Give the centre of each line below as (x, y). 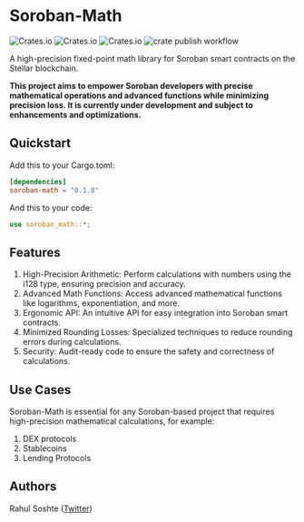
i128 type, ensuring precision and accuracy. (104, 284)
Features (35, 252)
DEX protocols (49, 438)
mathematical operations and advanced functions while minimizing (139, 95)
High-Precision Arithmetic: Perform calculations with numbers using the (157, 274)
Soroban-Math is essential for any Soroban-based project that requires (142, 411)
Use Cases (40, 390)
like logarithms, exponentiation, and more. (101, 303)
